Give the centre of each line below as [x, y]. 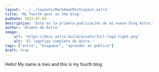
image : [12, 32]
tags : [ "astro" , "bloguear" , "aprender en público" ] [59, 46]
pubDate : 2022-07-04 [26, 18]
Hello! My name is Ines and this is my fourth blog [54, 64]
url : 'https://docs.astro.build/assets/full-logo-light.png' [77, 37]
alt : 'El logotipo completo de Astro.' [54, 41]
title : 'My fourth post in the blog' [43, 14]
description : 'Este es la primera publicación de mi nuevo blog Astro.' [80, 23]
